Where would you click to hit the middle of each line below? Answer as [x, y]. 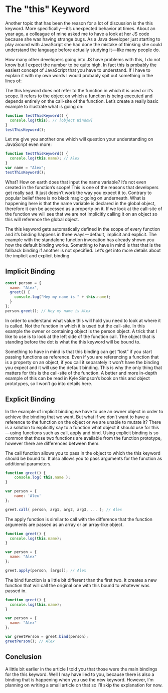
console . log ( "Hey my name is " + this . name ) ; [63, 297]
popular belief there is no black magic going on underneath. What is [75, 198]
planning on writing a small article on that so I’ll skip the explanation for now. [84, 685]
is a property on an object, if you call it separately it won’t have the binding [82, 362]
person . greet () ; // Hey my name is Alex [48, 311]
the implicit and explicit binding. [38, 255]
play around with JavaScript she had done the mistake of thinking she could [83, 44]
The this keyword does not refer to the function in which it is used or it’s [79, 90]
